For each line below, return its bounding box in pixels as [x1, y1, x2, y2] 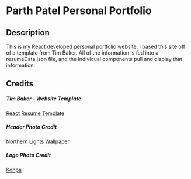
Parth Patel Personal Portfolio [6, 4, 152, 18]
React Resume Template [6, 110, 65, 117]
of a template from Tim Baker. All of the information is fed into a [6, 49, 159, 56]
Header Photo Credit [6, 123, 57, 130]
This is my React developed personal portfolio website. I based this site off [6, 43, 186, 50]
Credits [6, 79, 34, 89]
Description [6, 28, 50, 38]
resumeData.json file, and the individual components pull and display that [6, 56, 183, 62]
